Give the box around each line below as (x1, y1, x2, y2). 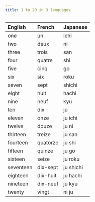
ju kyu (63, 180, 78, 187)
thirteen (8, 131, 27, 138)
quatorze (37, 139, 59, 146)
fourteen (8, 139, 28, 146)
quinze (37, 147, 54, 154)
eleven (8, 114, 24, 122)
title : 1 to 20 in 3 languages (5, 7, 71, 13)
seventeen (8, 164, 33, 171)
